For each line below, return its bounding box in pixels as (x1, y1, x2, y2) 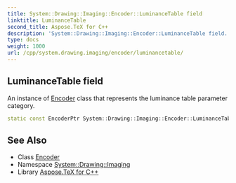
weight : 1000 (7, 43, 46, 50)
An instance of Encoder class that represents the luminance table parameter (7, 94, 228, 102)
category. (7, 101, 35, 109)
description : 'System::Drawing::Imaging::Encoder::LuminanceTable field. (7, 29, 228, 37)
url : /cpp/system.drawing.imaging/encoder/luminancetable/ (7, 50, 184, 57)
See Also (7, 134, 47, 146)
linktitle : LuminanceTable (7, 17, 86, 24)
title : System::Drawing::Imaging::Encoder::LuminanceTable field (7, 10, 202, 18)
